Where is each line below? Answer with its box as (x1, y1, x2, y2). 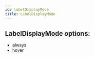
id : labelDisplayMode (5, 7, 49, 12)
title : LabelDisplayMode (5, 12, 56, 16)
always (12, 42, 27, 48)
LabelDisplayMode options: (5, 29, 90, 38)
